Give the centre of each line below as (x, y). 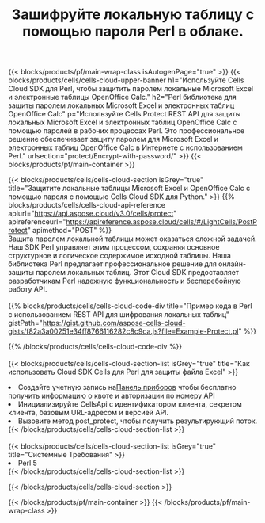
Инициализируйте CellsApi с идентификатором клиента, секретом (131, 404)
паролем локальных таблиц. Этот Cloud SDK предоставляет (137, 273)
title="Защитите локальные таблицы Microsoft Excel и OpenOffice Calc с (129, 189)
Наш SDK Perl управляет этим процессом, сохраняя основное (114, 247)
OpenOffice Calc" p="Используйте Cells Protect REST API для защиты (125, 114)
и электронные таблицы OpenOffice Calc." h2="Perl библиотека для (123, 97)
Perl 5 (28, 463)
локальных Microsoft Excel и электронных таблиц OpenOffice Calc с (123, 122)
